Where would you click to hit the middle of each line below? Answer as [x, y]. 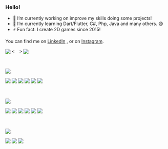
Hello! [13, 7]
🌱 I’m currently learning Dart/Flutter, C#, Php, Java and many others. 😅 [88, 24]
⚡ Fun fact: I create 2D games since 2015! [57, 30]
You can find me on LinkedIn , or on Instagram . [55, 41]
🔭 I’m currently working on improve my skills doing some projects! [82, 18]
